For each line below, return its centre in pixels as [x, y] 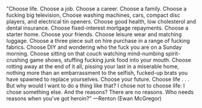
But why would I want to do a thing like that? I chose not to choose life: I [96, 86]
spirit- [173, 53]
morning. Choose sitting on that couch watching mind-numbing [85, 53]
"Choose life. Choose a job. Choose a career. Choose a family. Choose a [96, 9]
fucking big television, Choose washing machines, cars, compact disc [93, 15]
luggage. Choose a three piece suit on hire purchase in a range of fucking [98, 41]
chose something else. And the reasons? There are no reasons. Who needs [100, 92]
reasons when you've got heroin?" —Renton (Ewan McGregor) [84, 98]
